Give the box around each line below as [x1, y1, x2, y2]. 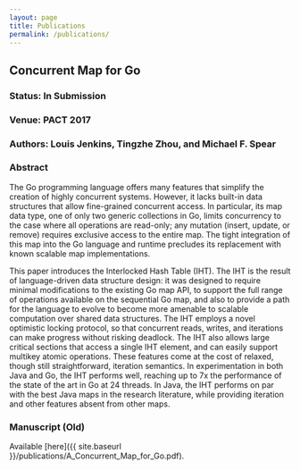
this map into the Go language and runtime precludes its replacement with [9, 239, 281, 249]
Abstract [9, 162, 49, 174]
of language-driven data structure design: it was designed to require [9, 274, 262, 286]
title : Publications [9, 21, 87, 30]
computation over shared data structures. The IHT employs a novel [9, 313, 256, 323]
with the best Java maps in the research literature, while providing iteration [9, 389, 284, 399]
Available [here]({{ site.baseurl [9, 441, 122, 452]
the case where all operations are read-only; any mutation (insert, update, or [9, 220, 290, 231]
